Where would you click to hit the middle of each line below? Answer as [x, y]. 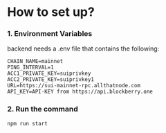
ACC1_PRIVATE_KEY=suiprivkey [49, 73]
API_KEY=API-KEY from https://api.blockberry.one [80, 92]
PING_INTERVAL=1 [30, 68]
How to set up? [51, 12]
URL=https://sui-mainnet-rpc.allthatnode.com [74, 86]
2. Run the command [43, 109]
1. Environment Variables [50, 34]
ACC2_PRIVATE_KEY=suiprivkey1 [51, 80]
